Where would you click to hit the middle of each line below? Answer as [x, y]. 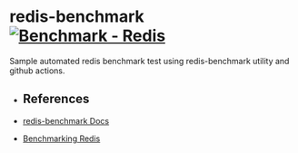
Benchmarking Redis [61, 139]
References [56, 99]
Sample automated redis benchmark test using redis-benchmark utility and [149, 61]
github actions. [37, 71]
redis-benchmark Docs [66, 120]
